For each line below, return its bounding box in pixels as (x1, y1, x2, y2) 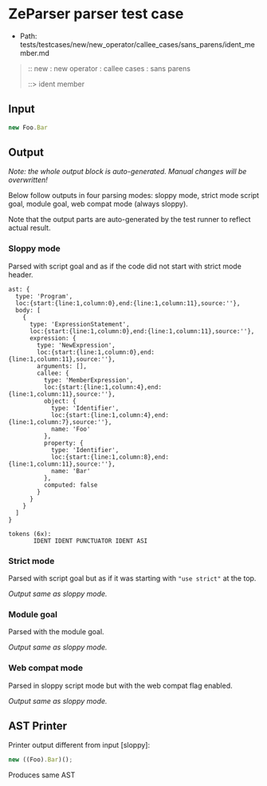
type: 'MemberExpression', (43, 376, 134, 384)
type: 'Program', (15, 292, 73, 300)
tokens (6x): (8, 530, 52, 538)
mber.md (19, 48, 50, 58)
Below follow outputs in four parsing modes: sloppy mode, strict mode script (8, 191, 260, 200)
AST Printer (8, 720, 68, 733)
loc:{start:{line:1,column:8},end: (50, 453, 170, 461)
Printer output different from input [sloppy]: (8, 740, 150, 750)
